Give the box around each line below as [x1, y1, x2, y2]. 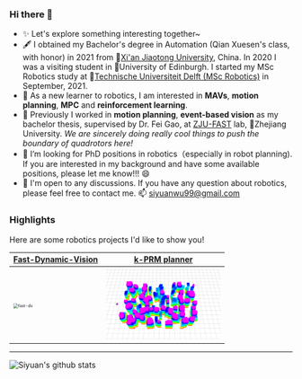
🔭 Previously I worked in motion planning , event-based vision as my [22, 110, 279, 120]
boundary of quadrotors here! [22, 138, 133, 149]
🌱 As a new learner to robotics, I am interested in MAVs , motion [22, 90, 259, 101]
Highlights [9, 214, 56, 226]
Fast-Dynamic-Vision [13, 254, 99, 265]
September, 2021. [22, 81, 88, 92]
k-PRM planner [133, 254, 193, 265]
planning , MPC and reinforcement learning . [22, 100, 189, 110]
